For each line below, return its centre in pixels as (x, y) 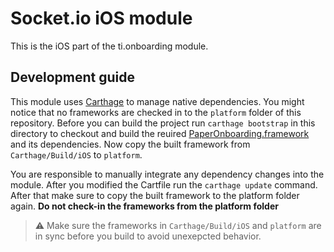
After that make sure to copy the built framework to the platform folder (155, 195)
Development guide (73, 77)
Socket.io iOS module (101, 18)
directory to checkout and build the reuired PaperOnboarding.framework (160, 133)
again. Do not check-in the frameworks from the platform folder (144, 206)
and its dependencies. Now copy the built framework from (130, 144)
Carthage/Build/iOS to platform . (76, 154)
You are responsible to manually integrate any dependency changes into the (167, 174)
